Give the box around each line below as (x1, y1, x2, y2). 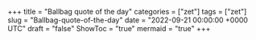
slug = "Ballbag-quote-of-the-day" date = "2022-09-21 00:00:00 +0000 (7, 15, 249, 25)
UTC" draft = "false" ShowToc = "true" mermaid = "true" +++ (7, 24, 211, 33)
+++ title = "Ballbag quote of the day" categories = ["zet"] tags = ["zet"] (7, 7, 247, 16)
